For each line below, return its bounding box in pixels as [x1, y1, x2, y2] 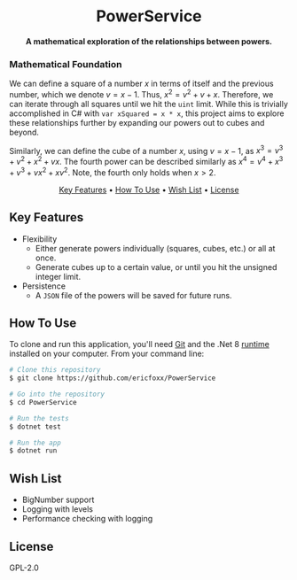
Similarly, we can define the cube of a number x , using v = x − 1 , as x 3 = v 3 [9, 143, 284, 156]
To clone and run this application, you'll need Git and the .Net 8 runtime [9, 339, 270, 350]
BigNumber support [21, 494, 95, 506]
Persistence [21, 281, 66, 291]
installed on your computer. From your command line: [9, 348, 205, 360]
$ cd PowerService [9, 398, 77, 406]
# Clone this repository [9, 366, 101, 375]
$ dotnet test [9, 422, 62, 431]
